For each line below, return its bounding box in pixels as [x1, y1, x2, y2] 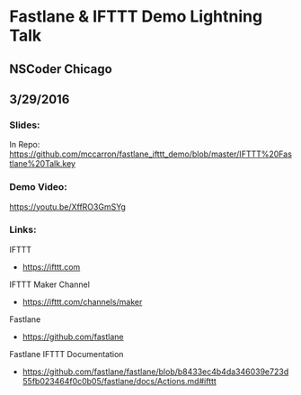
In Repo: [9, 139, 40, 150]
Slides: [9, 119, 40, 131]
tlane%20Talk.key [9, 158, 76, 169]
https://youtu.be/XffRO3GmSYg [9, 201, 126, 212]
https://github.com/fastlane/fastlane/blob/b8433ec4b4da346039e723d [22, 366, 289, 377]
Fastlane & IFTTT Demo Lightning [9, 6, 263, 27]
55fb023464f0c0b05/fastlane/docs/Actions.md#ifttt [22, 375, 217, 386]
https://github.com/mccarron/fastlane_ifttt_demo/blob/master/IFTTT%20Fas [9, 148, 292, 159]
